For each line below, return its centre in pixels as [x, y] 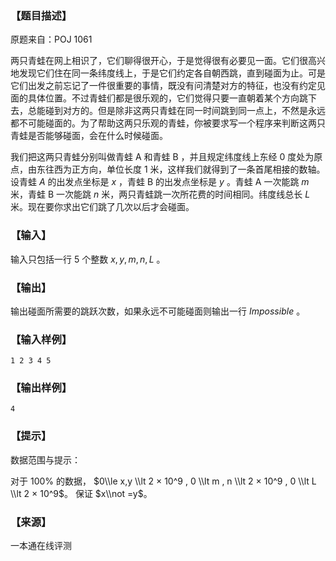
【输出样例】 [41, 388]
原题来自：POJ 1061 [51, 39]
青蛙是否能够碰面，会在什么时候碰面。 [89, 136]
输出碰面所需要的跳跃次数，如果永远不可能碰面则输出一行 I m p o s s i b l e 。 [158, 311]
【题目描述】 [41, 15]
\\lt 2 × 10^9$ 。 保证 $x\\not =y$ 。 [81, 493]
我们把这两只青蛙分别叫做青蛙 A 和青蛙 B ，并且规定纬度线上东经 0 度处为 [162, 157]
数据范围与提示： [45, 459]
